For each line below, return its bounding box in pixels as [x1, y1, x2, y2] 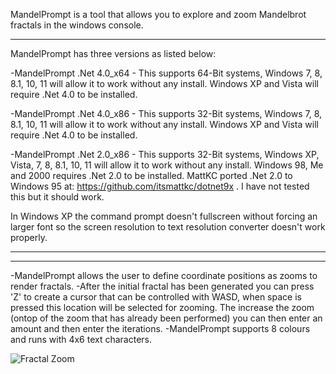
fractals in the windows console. [10, 19, 144, 31]
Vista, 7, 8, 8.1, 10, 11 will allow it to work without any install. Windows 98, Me [10, 159, 324, 171]
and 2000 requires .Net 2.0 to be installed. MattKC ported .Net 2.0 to [10, 170, 293, 181]
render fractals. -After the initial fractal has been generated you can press [10, 280, 315, 292]
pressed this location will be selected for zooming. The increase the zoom [10, 302, 315, 313]
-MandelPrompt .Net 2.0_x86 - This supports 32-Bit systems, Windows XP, [10, 149, 320, 160]
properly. [10, 232, 48, 243]
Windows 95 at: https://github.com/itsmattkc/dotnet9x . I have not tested [10, 180, 310, 192]
